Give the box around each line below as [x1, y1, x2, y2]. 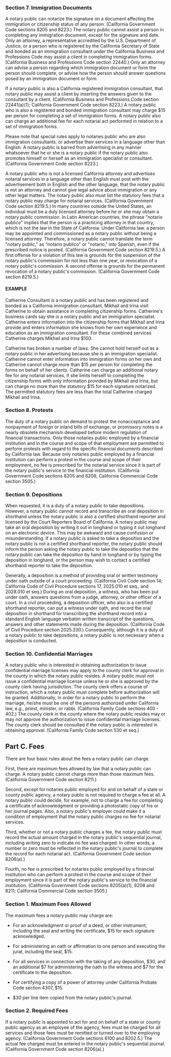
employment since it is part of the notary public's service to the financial [5, 877, 157, 883]
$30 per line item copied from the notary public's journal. [12, 995, 133, 1001]
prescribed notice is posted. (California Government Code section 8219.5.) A [5, 247, 165, 253]
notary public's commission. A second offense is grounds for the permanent [5, 263, 165, 269]
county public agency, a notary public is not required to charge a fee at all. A [5, 792, 166, 798]
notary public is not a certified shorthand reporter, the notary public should [5, 541, 162, 547]
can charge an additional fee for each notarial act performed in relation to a [5, 118, 163, 124]
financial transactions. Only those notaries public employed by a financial [5, 435, 159, 441]
